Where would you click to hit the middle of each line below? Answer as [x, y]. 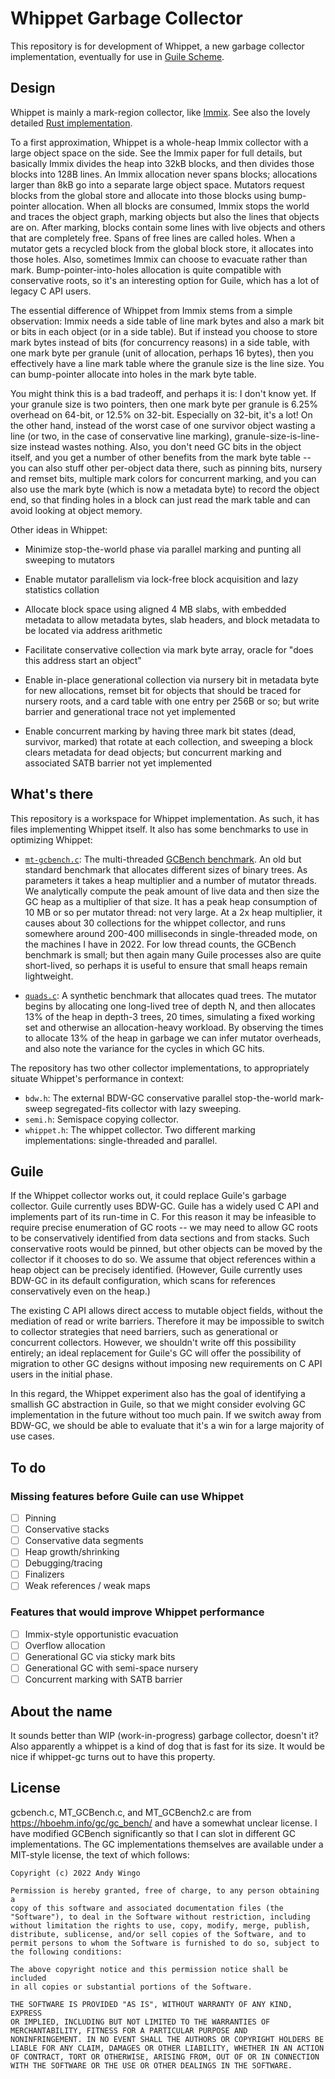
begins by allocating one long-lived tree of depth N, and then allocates [170, 1006]
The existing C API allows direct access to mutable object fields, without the [166, 1311]
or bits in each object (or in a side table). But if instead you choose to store [164, 331]
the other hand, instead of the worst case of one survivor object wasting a [163, 425]
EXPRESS [26, 2013]
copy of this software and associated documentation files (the [147, 1908]
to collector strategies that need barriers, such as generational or [144, 1332]
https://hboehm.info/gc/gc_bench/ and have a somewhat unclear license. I [164, 1823]
